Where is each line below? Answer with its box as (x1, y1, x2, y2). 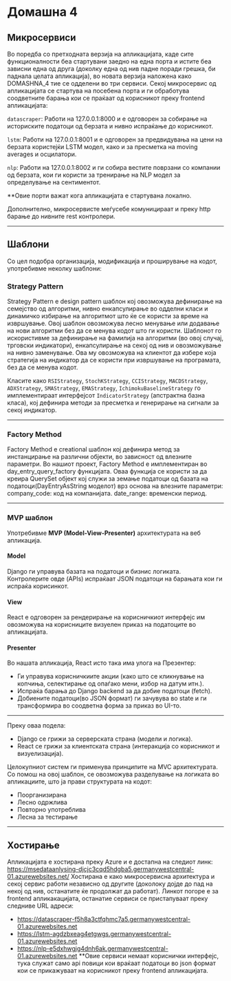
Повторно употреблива (16, 806, 86, 814)
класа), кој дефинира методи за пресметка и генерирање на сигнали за (7, 398, 219, 407)
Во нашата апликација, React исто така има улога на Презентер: (7, 659, 197, 667)
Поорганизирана (16, 791, 67, 799)
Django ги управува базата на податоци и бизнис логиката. (7, 567, 181, 575)
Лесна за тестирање (16, 813, 78, 822)
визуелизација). (16, 750, 64, 758)
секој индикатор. (7, 406, 57, 414)
